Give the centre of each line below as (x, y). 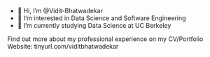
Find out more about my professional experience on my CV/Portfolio (105, 39)
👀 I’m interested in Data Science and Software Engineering (102, 18)
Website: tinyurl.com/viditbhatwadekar (63, 46)
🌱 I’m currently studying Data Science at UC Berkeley (94, 25)
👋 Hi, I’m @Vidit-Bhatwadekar (60, 11)
